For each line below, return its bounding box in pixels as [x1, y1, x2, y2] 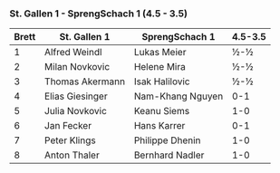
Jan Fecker [43, 120, 92, 132]
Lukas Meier [133, 46, 187, 59]
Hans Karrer [133, 120, 186, 132]
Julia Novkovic [43, 105, 107, 118]
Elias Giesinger [43, 90, 108, 102]
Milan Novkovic [43, 61, 111, 73]
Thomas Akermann [43, 75, 125, 88]
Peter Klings [43, 134, 97, 147]
